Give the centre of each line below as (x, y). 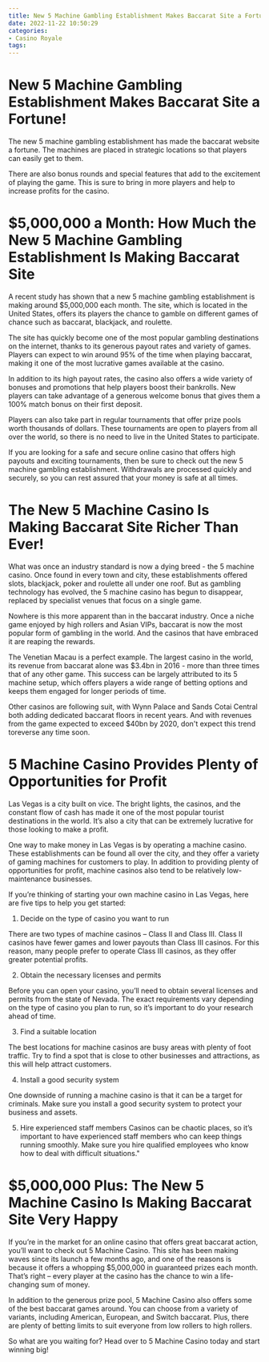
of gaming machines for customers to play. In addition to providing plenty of (133, 861)
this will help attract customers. (60, 1064)
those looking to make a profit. (59, 829)
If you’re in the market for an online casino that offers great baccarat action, (133, 1242)
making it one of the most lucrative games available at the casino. (116, 363)
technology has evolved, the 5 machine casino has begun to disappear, (126, 592)
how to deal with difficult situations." (80, 1153)
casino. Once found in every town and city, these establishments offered (128, 574)
